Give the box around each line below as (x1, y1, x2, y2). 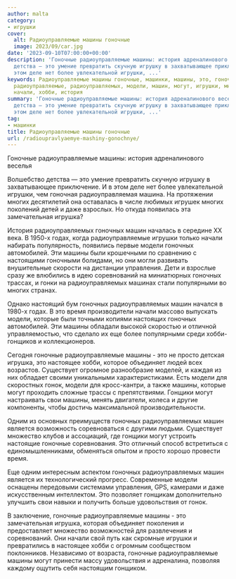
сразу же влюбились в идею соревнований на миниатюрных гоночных (7, 271, 221, 280)
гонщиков (7, 337, 37, 346)
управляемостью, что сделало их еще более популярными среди (7, 330, 205, 338)
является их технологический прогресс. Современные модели (7, 475, 198, 484)
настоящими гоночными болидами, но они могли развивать (7, 256, 188, 265)
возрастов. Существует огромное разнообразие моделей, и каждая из (7, 366, 222, 374)
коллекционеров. (43, 337, 96, 346)
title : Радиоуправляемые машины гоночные (7, 128, 131, 135)
